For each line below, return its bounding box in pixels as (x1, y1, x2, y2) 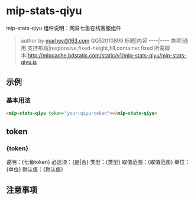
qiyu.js (20, 58, 37, 66)
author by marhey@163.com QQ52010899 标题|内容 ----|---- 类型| (20, 37, 183, 44)
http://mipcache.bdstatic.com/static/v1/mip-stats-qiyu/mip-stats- (27, 51, 187, 59)
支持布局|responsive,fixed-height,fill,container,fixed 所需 (27, 44, 165, 51)
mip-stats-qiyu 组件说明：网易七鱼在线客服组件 (6, 24, 121, 31)
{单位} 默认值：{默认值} (6, 166, 63, 173)
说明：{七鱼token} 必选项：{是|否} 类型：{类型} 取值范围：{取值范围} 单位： (6, 159, 190, 166)
